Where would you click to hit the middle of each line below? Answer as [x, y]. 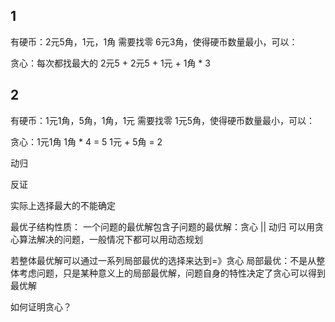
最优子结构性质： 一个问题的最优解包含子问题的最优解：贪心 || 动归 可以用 [163, 226]
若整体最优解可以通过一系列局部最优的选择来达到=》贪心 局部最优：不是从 [163, 260]
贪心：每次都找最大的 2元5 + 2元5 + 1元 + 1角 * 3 [110, 63]
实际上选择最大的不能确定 [63, 205]
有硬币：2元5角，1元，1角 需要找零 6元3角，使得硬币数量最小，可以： [154, 41]
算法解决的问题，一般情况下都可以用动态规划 [110, 239]
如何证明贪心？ [41, 306]
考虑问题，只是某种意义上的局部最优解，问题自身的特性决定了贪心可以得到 [172, 273]
